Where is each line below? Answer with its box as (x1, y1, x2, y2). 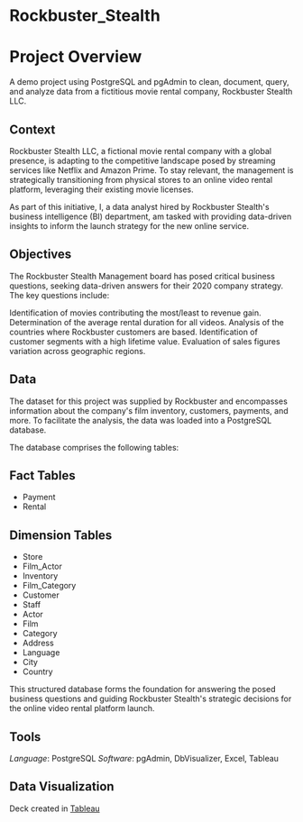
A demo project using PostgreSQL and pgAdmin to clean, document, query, (9, 77, 290, 87)
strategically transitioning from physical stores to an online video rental (9, 174, 273, 185)
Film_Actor (22, 561, 63, 572)
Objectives (9, 247, 72, 262)
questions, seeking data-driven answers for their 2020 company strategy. (9, 280, 284, 291)
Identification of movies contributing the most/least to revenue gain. (9, 307, 262, 318)
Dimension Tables (9, 527, 113, 543)
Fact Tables (9, 468, 77, 483)
